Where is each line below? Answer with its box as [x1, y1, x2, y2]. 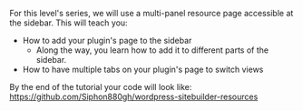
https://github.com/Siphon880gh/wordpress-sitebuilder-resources [9, 91, 259, 102]
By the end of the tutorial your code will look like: [9, 82, 192, 92]
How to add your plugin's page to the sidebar [22, 35, 192, 45]
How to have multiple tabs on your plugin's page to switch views [22, 64, 264, 75]
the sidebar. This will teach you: [9, 17, 129, 28]
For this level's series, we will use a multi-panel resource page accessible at [9, 8, 294, 18]
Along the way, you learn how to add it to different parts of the [35, 45, 269, 55]
